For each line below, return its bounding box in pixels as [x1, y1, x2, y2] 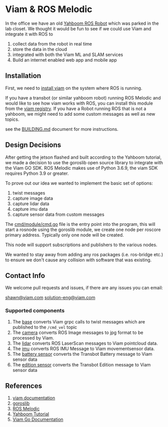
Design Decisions [5, 140, 61, 150]
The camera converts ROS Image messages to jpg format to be [12, 329, 143, 336]
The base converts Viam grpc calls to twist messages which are [12, 318, 145, 324]
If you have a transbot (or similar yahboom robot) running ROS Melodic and [5, 94, 161, 101]
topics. [5, 116, 20, 122]
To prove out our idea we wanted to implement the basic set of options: [5, 180, 153, 186]
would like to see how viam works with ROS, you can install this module [5, 100, 153, 106]
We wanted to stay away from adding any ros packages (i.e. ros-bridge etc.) [5, 251, 163, 257]
